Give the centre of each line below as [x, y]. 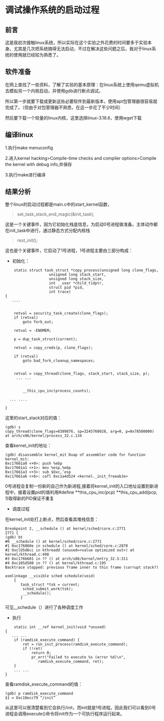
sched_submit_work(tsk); [48, 589]
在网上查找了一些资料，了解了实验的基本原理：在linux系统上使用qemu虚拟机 [82, 85]
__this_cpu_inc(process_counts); [57, 391]
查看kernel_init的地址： [28, 445]
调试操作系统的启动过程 [52, 10]
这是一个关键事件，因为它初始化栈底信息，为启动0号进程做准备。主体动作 [79, 224]
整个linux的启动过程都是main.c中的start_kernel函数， [59, 204]
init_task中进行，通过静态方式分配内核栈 [50, 231]
